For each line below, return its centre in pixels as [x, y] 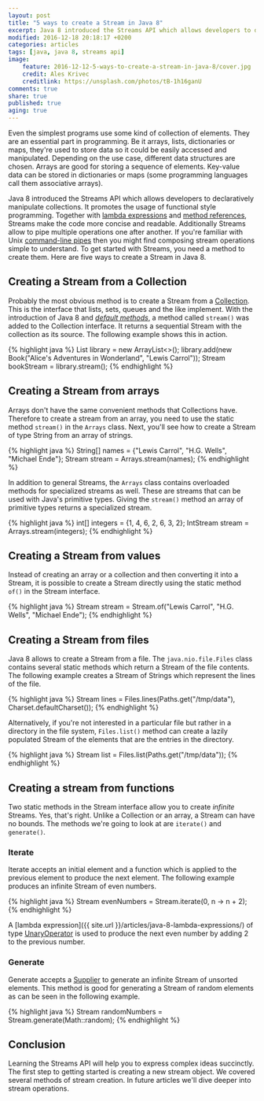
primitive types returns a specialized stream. [80, 507]
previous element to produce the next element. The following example [121, 878]
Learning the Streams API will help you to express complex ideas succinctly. [131, 1063]
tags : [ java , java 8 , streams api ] [66, 52]
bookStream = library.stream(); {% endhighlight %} [91, 366]
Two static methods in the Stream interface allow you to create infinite [121, 807]
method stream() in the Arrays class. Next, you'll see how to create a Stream [132, 427]
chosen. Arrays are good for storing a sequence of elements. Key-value [124, 167]
